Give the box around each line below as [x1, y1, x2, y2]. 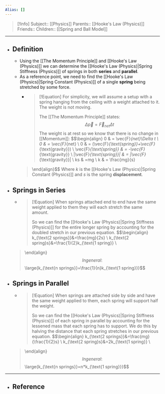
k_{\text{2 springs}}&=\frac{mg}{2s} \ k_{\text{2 [31, 235, 129, 241]
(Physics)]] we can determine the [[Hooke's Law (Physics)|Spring [19, 63, 152, 69]
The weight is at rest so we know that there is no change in [39, 130, 159, 136]
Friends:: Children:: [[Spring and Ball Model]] [17, 26, 108, 32]
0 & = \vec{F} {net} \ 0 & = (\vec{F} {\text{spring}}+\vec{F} [39, 141, 156, 147]
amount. [31, 209, 49, 215]
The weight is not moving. [39, 104, 92, 110]
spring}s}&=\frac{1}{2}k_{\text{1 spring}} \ [31, 240, 117, 246]
